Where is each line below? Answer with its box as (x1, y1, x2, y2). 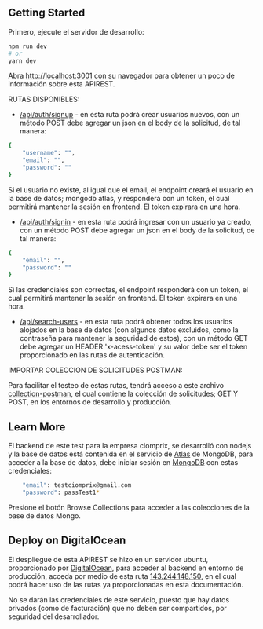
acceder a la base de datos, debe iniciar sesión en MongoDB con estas (8, 458, 239, 467)
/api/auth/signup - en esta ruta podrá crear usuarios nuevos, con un (19, 110, 240, 119)
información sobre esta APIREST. (8, 79, 115, 89)
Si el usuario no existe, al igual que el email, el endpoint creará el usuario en (8, 185, 254, 195)
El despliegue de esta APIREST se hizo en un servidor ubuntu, (8, 554, 209, 564)
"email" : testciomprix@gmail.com (22, 481, 132, 489)
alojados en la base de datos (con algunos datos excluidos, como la (19, 325, 239, 335)
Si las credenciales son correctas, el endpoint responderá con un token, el (8, 285, 249, 294)
